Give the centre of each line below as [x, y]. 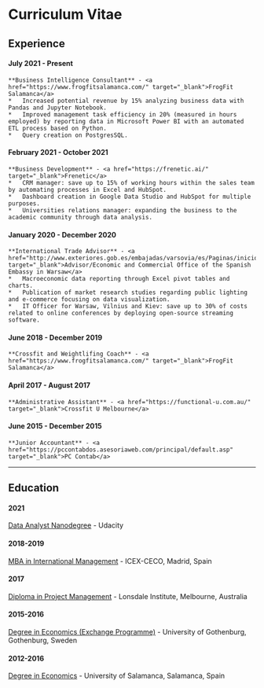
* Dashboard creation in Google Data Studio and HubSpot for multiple [130, 197]
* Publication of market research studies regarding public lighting [128, 292]
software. [24, 320]
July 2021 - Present [40, 64]
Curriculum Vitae [65, 15]
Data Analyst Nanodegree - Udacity [66, 525]
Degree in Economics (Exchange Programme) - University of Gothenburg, [127, 632]
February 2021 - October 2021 [58, 153]
